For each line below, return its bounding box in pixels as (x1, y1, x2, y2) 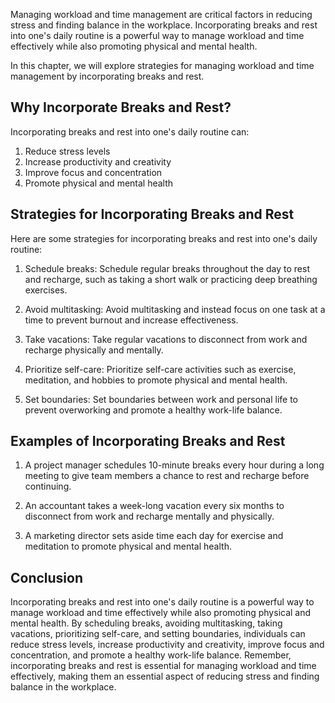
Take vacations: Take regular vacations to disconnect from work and (24, 333, 308, 345)
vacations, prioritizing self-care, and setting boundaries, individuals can (10, 628, 306, 640)
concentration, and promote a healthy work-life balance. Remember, (10, 649, 292, 661)
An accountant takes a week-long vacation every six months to (24, 500, 285, 512)
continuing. (24, 480, 72, 493)
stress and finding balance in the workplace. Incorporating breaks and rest (10, 19, 318, 31)
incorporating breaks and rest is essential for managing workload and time (10, 660, 317, 672)
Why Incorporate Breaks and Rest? (10, 99, 232, 116)
